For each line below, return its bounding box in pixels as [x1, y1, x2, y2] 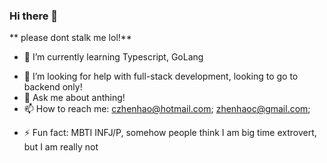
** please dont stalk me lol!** [9, 32, 132, 44]
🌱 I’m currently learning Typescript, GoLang [23, 51, 204, 63]
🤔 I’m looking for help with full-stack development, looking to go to [23, 70, 299, 83]
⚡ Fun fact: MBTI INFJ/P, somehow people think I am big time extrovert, [23, 127, 317, 139]
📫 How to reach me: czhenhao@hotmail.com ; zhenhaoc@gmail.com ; [23, 103, 311, 115]
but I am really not [23, 141, 99, 153]
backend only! [23, 81, 83, 93]
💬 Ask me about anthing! [23, 92, 126, 104]
